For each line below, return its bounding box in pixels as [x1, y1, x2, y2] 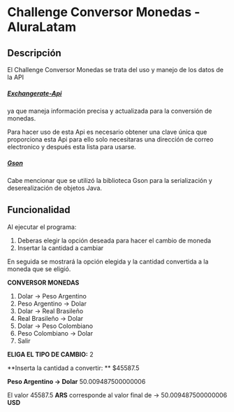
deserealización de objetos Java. [7, 184, 103, 192]
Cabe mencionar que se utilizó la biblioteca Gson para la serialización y [7, 176, 213, 184]
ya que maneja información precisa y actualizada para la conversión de [7, 107, 212, 115]
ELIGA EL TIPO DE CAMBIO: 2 [7, 350, 94, 358]
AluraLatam [7, 19, 77, 35]
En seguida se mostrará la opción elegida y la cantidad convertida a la [7, 257, 209, 266]
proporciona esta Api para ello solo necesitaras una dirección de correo [7, 135, 214, 144]
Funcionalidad [7, 204, 71, 216]
